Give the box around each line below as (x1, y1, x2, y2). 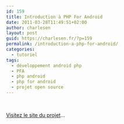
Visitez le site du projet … (6, 111, 65, 118)
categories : (6, 47, 35, 52)
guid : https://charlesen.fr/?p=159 (6, 36, 93, 41)
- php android (11, 73, 45, 79)
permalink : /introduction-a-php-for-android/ (6, 41, 118, 47)
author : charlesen (6, 24, 51, 31)
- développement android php (11, 62, 82, 69)
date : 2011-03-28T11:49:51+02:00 (6, 19, 87, 25)
